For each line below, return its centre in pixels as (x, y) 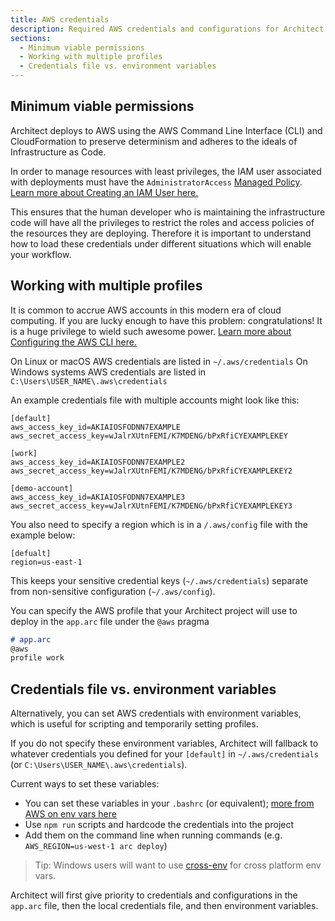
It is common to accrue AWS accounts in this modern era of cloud (146, 310)
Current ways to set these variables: (85, 784)
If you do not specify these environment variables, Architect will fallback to (164, 743)
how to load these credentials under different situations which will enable (161, 243)
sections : (31, 38)
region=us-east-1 (46, 562)
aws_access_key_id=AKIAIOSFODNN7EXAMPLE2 (98, 462)
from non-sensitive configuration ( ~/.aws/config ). (113, 591)
